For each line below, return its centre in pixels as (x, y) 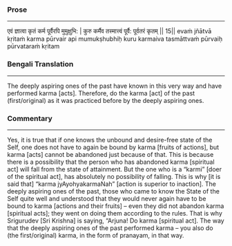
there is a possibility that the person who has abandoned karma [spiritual (111, 162)
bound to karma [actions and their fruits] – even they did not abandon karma (116, 206)
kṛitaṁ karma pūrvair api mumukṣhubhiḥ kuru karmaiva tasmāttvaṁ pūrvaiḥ (115, 39)
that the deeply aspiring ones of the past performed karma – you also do (110, 228)
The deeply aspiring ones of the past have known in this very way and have (115, 86)
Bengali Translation (40, 64)
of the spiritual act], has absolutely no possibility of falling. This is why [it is (114, 176)
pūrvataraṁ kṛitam (33, 46)
